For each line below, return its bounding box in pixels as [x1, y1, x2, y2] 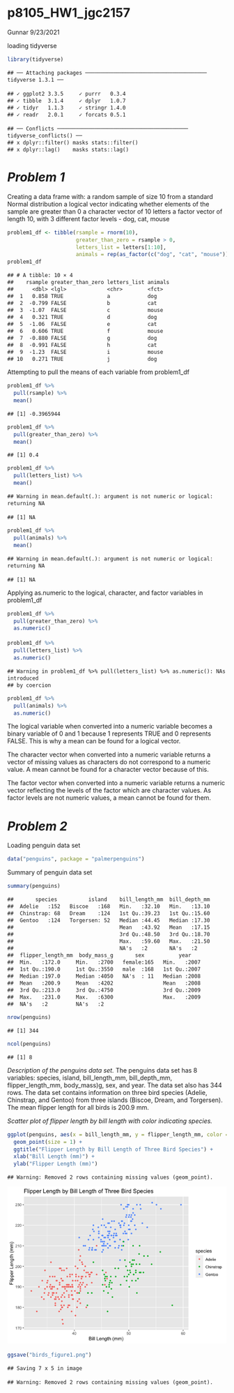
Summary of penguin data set [7, 868, 93, 877]
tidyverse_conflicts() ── [7, 132, 82, 139]
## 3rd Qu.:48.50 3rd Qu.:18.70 [7, 931, 210, 938]
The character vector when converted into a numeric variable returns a [7, 750, 211, 759]
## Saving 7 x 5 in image [7, 1365, 82, 1372]
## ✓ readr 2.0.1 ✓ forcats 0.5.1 [7, 111, 127, 118]
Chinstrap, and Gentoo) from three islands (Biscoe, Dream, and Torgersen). [7, 1096, 223, 1104]
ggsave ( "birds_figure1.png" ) [7, 1352, 92, 1359]
